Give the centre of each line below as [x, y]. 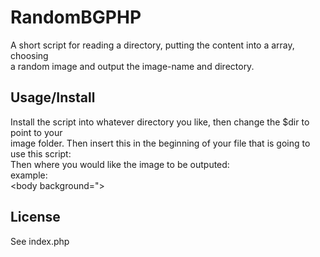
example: [29, 175]
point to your [36, 132]
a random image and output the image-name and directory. [132, 66]
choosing [29, 55]
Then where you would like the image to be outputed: [120, 164]
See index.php [40, 241]
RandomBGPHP [76, 17]
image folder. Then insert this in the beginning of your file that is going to [160, 143]
